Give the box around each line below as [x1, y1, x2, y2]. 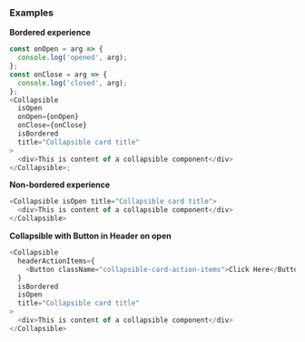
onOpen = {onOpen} [17, 112, 79, 122]
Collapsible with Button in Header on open [9, 230, 172, 242]
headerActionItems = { [17, 256, 95, 266]
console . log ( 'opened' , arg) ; [17, 53, 128, 63]
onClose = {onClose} [17, 121, 88, 130]
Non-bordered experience [9, 179, 111, 190]
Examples [9, 6, 54, 19]
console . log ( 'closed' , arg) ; [17, 78, 128, 87]
